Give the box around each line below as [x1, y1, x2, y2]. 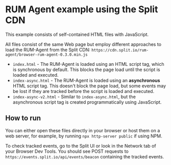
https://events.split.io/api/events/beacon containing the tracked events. [5, 153, 164, 159]
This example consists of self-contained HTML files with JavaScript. [5, 31, 149, 37]
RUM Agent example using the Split [5, 4, 158, 15]
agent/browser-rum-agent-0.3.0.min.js [5, 52, 88, 57]
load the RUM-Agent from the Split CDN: [5, 46, 91, 53]
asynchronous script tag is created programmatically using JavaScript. [12, 99, 162, 105]
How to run [5, 114, 41, 123]
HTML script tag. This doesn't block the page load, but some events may [12, 83, 166, 89]
